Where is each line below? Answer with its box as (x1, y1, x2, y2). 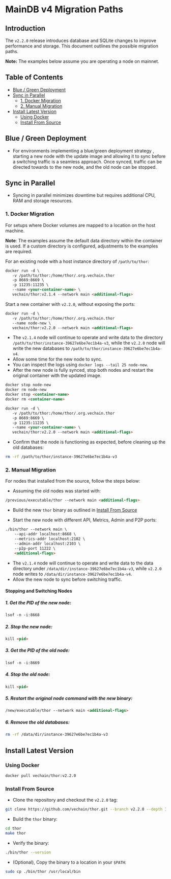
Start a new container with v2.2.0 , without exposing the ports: (5, 301, 135, 307)
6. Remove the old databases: (5, 719, 70, 725)
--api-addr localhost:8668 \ (14, 532, 76, 537)
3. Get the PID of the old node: (5, 647, 70, 653)
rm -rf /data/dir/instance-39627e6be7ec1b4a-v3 (5, 732, 108, 737)
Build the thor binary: (12, 816, 58, 822)
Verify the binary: (12, 840, 49, 846)
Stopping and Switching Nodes (5, 588, 72, 594)
